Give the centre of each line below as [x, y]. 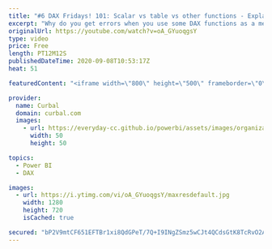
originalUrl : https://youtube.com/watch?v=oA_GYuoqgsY [103, 31]
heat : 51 [23, 69]
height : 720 [43, 210]
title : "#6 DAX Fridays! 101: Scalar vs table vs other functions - [126, 16]
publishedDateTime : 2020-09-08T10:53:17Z [79, 62]
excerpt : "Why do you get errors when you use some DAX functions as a [132, 24]
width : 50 [46, 136]
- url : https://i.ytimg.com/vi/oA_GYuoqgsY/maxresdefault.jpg [123, 195]
